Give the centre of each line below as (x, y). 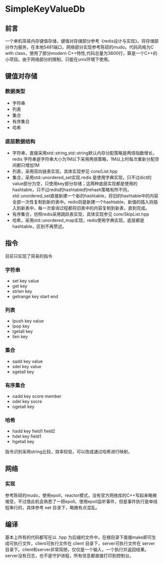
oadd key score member (37, 396)
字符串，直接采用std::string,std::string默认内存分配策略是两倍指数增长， (85, 153)
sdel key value (27, 366)
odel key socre (27, 401)
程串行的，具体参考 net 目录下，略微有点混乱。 (52, 507)
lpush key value (28, 321)
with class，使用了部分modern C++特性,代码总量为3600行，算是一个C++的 (81, 53)
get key (20, 286)
